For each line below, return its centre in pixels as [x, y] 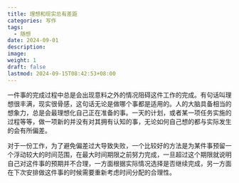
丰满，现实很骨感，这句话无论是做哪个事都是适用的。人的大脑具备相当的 [126, 103]
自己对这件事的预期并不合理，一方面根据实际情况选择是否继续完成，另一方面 [119, 163]
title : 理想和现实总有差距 [43, 14]
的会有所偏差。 [29, 130]
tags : [15, 27]
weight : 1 [22, 61]
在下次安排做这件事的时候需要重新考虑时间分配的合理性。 [91, 172]
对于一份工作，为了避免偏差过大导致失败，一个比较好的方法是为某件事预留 [116, 145]
